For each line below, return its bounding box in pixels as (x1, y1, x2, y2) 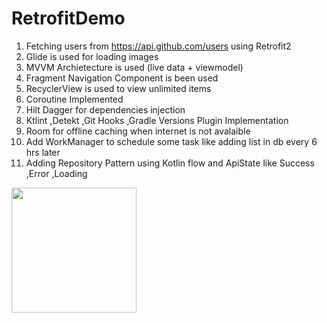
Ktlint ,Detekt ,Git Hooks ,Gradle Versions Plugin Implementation (25, 114, 289, 126)
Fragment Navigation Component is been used (25, 72, 219, 84)
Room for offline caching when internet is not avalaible (25, 125, 251, 137)
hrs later (25, 146, 61, 158)
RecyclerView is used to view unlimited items (25, 82, 212, 94)
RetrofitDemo (11, 7, 126, 30)
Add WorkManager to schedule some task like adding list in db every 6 (25, 135, 318, 147)
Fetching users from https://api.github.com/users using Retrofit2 (25, 40, 292, 52)
